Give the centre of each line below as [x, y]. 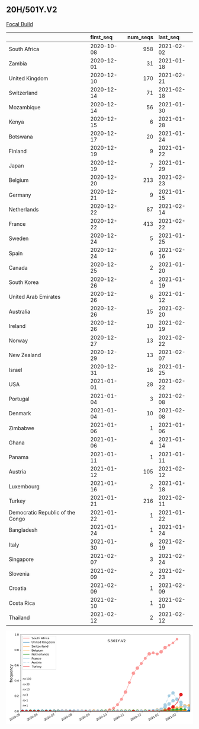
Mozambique [25, 108]
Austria [17, 472]
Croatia [17, 588]
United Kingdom [28, 78]
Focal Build [20, 24]
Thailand [19, 617]
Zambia [18, 64]
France [17, 224]
